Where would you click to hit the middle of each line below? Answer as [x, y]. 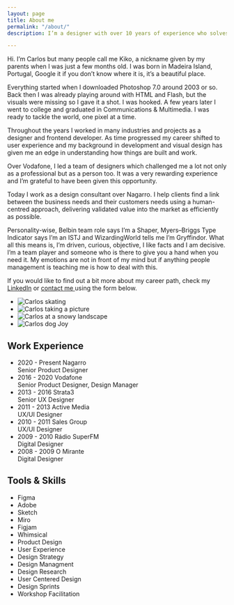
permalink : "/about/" [39, 26]
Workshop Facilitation [48, 594]
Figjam [27, 527]
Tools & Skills [37, 481]
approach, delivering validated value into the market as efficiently [125, 209]
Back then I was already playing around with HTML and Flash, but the [107, 95]
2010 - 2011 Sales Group [52, 422]
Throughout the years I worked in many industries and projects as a [104, 130]
